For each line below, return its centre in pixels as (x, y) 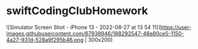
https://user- (176, 27)
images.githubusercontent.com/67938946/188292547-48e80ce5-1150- (95, 33)
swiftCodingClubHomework (77, 11)
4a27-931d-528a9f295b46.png (45, 40)
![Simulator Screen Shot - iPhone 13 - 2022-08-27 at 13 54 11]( (83, 27)
